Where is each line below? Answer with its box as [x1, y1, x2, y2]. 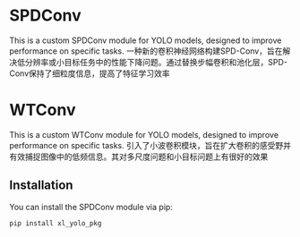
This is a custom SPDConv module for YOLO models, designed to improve [9, 35, 282, 46]
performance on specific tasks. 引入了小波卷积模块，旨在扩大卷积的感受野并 [9, 140, 291, 150]
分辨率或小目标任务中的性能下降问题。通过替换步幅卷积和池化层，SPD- [24, 56, 288, 67]
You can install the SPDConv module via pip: [9, 201, 173, 212]
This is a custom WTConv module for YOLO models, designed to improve [9, 129, 279, 140]
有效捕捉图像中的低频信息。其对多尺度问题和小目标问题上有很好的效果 [9, 151, 269, 162]
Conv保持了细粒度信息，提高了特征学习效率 [9, 68, 170, 79]
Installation [9, 178, 73, 193]
